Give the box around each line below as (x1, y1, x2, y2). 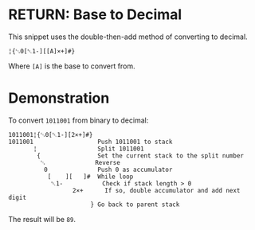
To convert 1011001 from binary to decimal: (8, 115, 149, 125)
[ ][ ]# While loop (47, 173, 134, 181)
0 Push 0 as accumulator (43, 166, 173, 173)
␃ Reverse (40, 158, 121, 166)
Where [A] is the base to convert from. (8, 61, 135, 71)
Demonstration (8, 89, 110, 107)
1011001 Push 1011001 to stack (8, 138, 173, 146)
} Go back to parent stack (90, 201, 180, 209)
